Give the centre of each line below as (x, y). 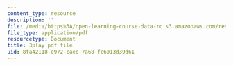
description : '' (31, 20)
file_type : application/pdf (48, 33)
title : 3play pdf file (40, 45)
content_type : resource (42, 13)
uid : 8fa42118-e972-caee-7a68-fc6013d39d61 (71, 52)
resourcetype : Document (42, 39)
